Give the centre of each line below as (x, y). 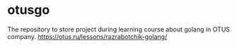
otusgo (29, 10)
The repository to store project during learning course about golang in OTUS (119, 29)
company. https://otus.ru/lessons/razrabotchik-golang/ (87, 36)
